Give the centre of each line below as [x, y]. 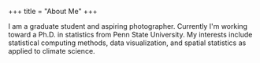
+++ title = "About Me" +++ [53, 11]
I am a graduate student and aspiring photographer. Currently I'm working [128, 26]
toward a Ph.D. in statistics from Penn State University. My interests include [130, 35]
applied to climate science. [52, 51]
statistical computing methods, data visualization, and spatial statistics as [127, 43]
